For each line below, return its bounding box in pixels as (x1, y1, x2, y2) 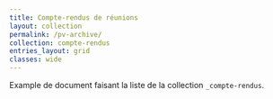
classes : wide (9, 55, 63, 64)
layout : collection (9, 22, 83, 31)
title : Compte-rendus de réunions (9, 13, 139, 22)
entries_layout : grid (9, 47, 91, 56)
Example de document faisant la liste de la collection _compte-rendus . (9, 80, 265, 90)
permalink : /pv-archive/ (9, 30, 102, 39)
